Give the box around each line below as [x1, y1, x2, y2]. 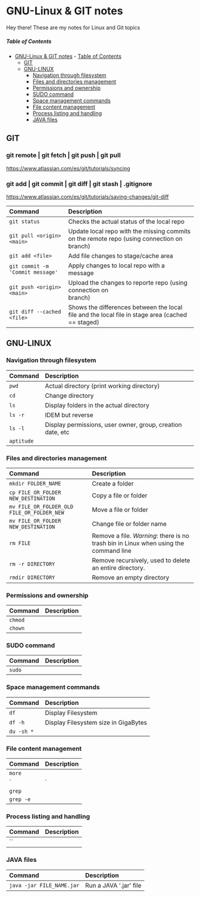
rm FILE [9, 540, 31, 546]
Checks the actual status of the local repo [68, 217, 185, 225]
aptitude [9, 437, 34, 444]
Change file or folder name [92, 519, 167, 528]
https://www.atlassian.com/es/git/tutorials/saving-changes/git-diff [6, 193, 169, 200]
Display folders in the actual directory [45, 401, 150, 409]
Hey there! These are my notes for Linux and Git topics [6, 24, 140, 31]
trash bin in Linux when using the [92, 539, 185, 547]
